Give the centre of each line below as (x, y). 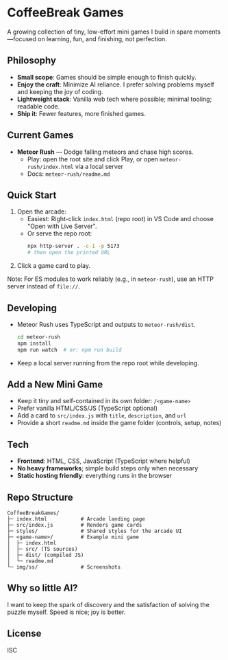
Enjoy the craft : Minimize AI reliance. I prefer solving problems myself (115, 84)
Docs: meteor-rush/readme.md (68, 174)
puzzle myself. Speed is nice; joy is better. (66, 612)
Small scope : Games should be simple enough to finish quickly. (106, 77)
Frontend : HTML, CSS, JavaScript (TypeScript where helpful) (103, 461)
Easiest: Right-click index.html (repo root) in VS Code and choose (121, 219)
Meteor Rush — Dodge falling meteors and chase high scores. (105, 152)
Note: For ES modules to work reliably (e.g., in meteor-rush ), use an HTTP (111, 279)
